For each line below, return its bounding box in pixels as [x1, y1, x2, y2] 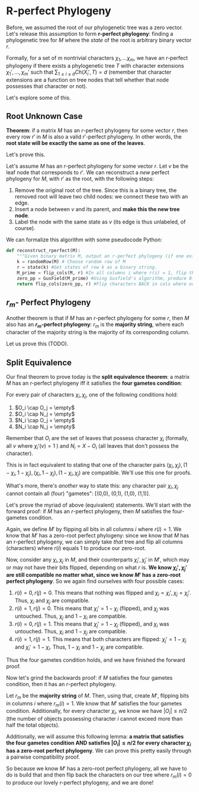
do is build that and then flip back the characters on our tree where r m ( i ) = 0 [6, 771, 192, 780]
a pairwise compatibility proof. [6, 753, 80, 760]
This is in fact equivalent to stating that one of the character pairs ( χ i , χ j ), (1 [6, 461, 188, 470]
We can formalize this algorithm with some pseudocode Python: [6, 236, 163, 243]
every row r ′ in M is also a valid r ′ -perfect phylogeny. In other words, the [6, 133, 182, 140]
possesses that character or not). [6, 82, 88, 90]
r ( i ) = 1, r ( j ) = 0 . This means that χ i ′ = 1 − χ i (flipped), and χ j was [14, 605, 170, 613]
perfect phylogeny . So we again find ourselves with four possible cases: [6, 578, 185, 585]
